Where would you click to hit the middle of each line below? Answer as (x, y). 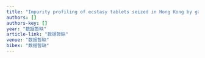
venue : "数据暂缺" (28, 40)
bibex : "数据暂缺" (28, 46)
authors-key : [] (27, 23)
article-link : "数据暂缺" (38, 34)
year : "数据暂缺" (27, 29)
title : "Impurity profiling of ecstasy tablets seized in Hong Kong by (99, 12)
